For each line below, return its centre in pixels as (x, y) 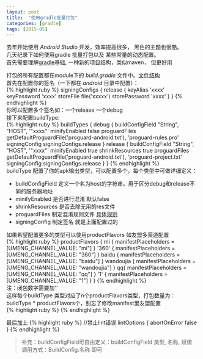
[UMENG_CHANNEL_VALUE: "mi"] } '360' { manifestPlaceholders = (91, 248)
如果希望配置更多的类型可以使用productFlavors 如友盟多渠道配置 (88, 235)
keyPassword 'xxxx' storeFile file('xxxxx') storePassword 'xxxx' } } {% (94, 96)
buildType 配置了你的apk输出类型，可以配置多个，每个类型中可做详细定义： (102, 171)
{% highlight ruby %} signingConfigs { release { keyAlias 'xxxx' (86, 90)
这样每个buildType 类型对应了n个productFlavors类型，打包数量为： (91, 296)
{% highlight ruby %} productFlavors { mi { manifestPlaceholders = (91, 242)
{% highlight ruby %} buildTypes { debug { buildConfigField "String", (93, 125)
